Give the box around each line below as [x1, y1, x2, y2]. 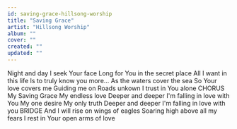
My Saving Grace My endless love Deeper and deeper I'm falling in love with [7, 91, 230, 99]
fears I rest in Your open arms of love [7, 113, 115, 122]
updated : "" [7, 50, 42, 57]
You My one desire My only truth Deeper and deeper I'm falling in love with [7, 99, 226, 107]
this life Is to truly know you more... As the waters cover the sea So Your [7, 76, 217, 85]
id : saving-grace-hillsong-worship [7, 10, 112, 18]
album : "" [7, 30, 37, 37]
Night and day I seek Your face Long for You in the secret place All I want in [7, 68, 228, 78]
